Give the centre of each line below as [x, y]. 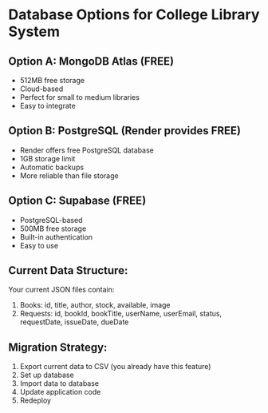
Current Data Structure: [68, 270]
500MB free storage [53, 228]
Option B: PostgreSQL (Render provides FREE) [125, 131]
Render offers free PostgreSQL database [87, 150]
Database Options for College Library [134, 15]
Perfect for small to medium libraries [79, 97]
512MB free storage [52, 80]
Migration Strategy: [58, 347]
